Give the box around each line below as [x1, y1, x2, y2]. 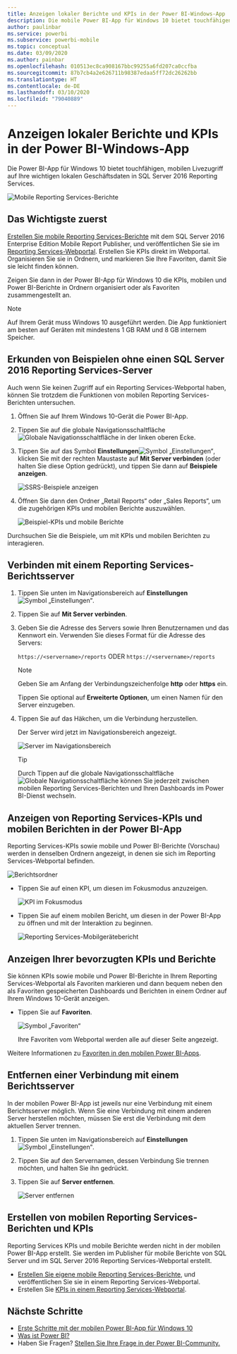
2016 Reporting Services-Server [7, 365, 153, 377]
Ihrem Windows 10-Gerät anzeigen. [7, 994, 110, 1002]
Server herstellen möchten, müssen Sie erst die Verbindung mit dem [7, 1114, 206, 1122]
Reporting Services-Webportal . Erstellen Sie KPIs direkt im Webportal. [7, 247, 210, 255]
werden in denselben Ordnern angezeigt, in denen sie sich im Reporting [7, 849, 216, 858]
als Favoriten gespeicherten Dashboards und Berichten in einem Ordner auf [7, 987, 227, 995]
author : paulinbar [7, 23, 61, 30]
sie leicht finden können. [7, 262, 79, 270]
